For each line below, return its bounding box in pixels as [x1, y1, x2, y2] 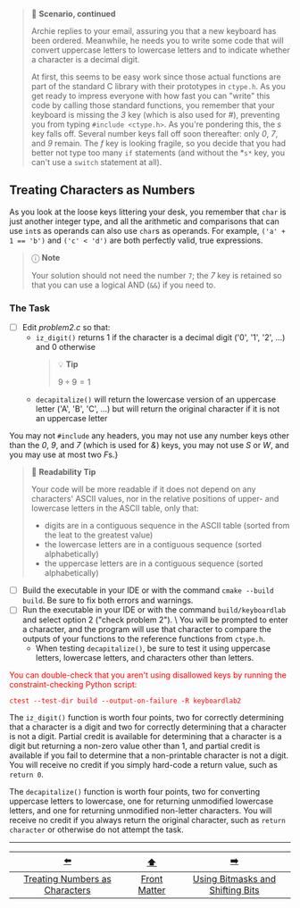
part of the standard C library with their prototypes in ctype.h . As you [30, 81, 286, 91]
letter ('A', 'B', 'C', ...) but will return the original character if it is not [35, 404, 280, 414]
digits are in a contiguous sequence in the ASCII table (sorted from [44, 521, 290, 531]
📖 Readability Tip [30, 467, 96, 478]
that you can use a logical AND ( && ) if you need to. [30, 279, 216, 290]
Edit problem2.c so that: [21, 322, 111, 333]
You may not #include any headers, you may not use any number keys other [9, 430, 290, 441]
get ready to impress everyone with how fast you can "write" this [30, 90, 271, 101]
